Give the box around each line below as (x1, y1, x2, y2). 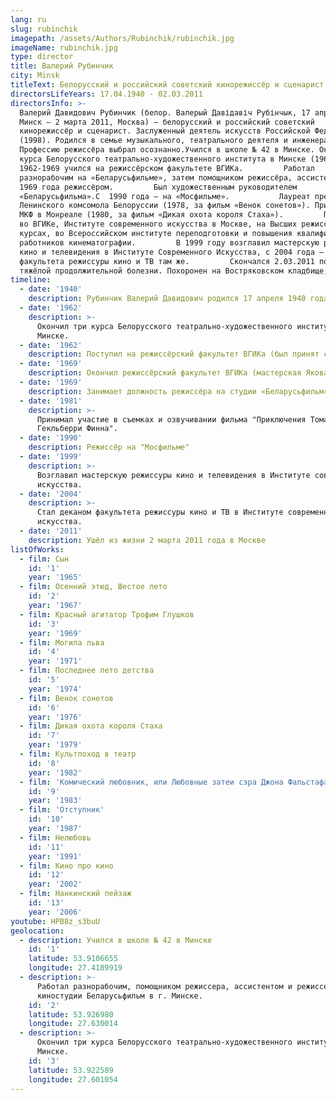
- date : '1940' (19, 284, 83, 295)
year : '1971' (28, 656, 83, 666)
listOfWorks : (10, 544, 65, 555)
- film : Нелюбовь (19, 832, 92, 843)
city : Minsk (10, 71, 60, 81)
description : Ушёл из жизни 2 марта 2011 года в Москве (28, 535, 267, 545)
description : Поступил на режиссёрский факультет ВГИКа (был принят (28, 349, 320, 360)
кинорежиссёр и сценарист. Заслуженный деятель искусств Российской (19, 126, 311, 136)
